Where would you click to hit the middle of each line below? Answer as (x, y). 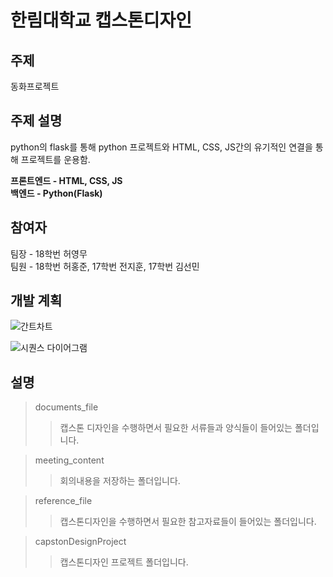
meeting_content (69, 460)
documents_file (66, 407)
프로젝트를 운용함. (55, 159)
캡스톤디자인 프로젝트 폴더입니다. (124, 562)
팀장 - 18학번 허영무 (49, 253)
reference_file (63, 501)
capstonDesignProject (80, 542)
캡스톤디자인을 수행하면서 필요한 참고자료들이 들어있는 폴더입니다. (188, 522)
